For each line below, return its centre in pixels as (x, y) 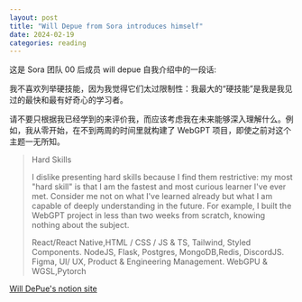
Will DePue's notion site (53, 288)
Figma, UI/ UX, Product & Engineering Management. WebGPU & (149, 261)
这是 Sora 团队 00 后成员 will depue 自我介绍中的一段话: (113, 69)
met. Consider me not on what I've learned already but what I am (152, 197)
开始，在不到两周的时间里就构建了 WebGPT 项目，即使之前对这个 (170, 131)
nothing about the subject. (80, 225)
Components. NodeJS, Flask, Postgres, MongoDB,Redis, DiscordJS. (158, 252)
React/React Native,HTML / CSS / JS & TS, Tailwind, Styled (141, 243)
